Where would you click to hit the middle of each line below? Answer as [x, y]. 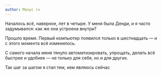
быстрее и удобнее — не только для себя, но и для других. [67, 58]
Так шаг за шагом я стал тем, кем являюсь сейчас [58, 67]
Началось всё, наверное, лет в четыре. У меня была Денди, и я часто [78, 23]
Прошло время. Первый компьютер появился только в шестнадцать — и [81, 38]
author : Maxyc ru [23, 9]
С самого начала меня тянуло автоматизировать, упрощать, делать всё [80, 53]
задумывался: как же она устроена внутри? [51, 28]
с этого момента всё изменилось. [41, 43]
